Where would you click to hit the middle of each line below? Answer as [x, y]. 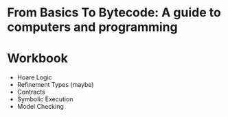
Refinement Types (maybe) [55, 85]
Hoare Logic [35, 77]
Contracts [31, 92]
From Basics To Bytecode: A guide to [114, 13]
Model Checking [40, 107]
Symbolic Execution [45, 99]
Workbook [38, 58]
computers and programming [92, 27]
